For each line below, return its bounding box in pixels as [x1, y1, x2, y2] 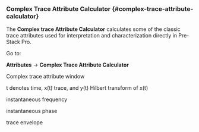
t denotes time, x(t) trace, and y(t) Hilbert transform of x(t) [6, 84, 149, 92]
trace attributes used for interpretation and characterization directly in [6, 32, 177, 39]
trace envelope [6, 119, 43, 126]
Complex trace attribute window [6, 73, 85, 80]
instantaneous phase [6, 108, 58, 115]
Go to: [6, 50, 21, 57]
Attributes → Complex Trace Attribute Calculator [6, 61, 129, 68]
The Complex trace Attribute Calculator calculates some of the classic [6, 26, 181, 33]
